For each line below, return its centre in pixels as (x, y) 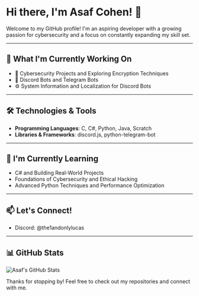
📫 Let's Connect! (39, 210)
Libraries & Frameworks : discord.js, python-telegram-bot (85, 134)
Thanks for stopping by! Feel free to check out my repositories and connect (98, 281)
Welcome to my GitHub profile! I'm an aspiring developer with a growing (94, 28)
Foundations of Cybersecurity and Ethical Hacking (76, 179)
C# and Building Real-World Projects (59, 173)
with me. (17, 288)
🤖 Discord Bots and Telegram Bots (57, 79)
